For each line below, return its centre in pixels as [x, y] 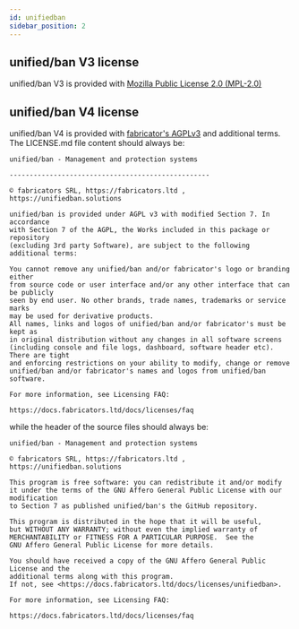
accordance [30, 222]
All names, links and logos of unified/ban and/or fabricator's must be [148, 324]
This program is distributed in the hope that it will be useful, [136, 522]
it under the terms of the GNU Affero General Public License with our [145, 491]
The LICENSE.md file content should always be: [97, 143]
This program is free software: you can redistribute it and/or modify [145, 483]
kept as [24, 332]
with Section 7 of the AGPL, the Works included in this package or [140, 230]
